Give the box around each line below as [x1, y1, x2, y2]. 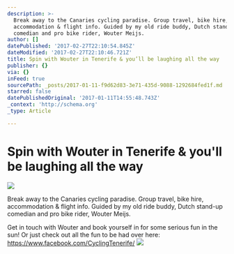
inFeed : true [7, 75, 45, 82]
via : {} [7, 68, 30, 75]
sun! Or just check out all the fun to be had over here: [7, 230, 160, 239]
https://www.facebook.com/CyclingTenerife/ [7, 239, 135, 247]
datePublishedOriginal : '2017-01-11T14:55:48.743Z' [7, 95, 160, 102]
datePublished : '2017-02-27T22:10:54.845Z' [7, 43, 136, 50]
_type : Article [7, 107, 52, 114]
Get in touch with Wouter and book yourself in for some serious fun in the [7, 223, 218, 231]
